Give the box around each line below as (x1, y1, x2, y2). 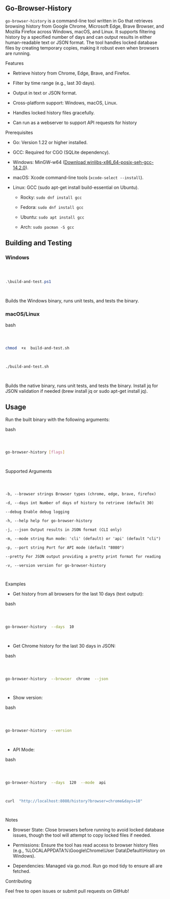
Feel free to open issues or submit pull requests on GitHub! (5, 888, 129, 894)
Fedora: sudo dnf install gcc (20, 204, 84, 210)
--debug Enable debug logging (5, 509, 70, 515)
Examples (5, 581, 26, 587)
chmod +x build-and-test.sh (5, 346, 70, 351)
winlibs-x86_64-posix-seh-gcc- (86, 159, 154, 165)
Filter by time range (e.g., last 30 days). (12, 80, 96, 86)
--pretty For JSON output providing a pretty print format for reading (5, 554, 161, 559)
